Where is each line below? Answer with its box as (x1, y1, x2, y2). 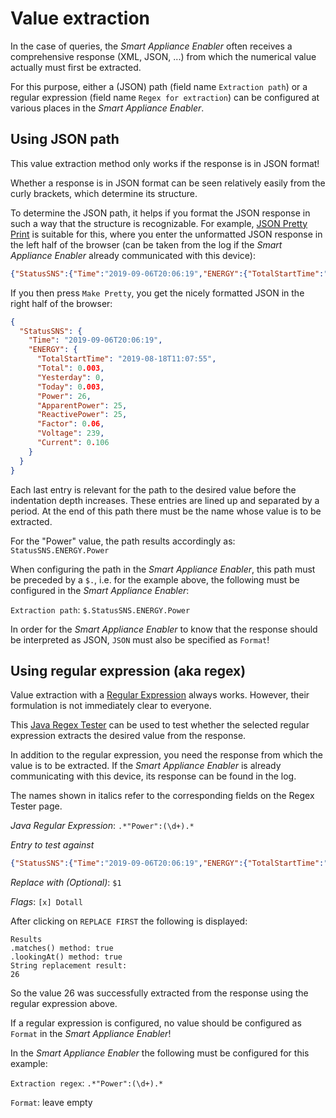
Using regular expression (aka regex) (10, 662, 247, 679)
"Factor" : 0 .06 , (36, 419, 105, 429)
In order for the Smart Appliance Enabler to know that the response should (10, 623, 318, 635)
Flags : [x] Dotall (10, 896, 83, 908)
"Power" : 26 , (36, 391, 92, 401)
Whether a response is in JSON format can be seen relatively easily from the (10, 177, 326, 189)
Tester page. (10, 800, 63, 812)
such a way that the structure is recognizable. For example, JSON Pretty (10, 217, 308, 229)
